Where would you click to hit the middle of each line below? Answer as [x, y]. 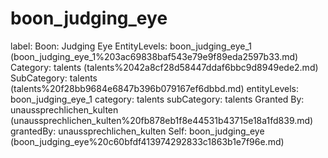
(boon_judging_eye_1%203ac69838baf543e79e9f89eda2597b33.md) [154, 56]
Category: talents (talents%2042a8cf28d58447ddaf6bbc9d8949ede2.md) [164, 67]
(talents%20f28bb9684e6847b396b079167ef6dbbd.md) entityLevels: [155, 88]
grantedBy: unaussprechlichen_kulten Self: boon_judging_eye [137, 131]
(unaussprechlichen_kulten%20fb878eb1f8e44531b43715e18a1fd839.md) [162, 120]
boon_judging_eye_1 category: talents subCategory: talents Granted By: [157, 99]
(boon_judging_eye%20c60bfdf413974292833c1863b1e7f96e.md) [147, 141]
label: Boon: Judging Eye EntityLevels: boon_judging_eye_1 [131, 46]
